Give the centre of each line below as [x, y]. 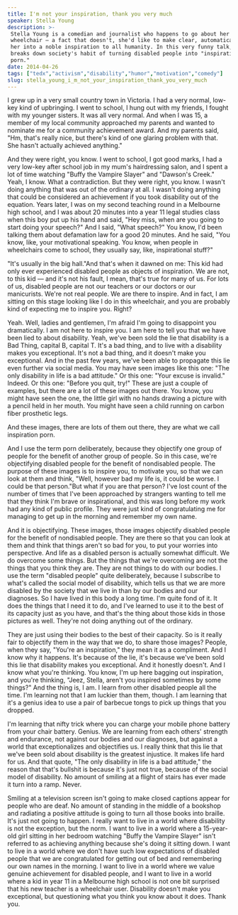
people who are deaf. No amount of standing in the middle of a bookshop [114, 806]
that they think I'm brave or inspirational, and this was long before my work [117, 501]
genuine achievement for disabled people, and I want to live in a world [110, 874]
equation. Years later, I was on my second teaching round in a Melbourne [114, 205]
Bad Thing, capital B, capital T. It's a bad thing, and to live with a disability [115, 346]
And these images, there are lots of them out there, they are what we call [114, 427]
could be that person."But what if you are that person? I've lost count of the [117, 486]
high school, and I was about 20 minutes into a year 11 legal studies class [114, 212]
